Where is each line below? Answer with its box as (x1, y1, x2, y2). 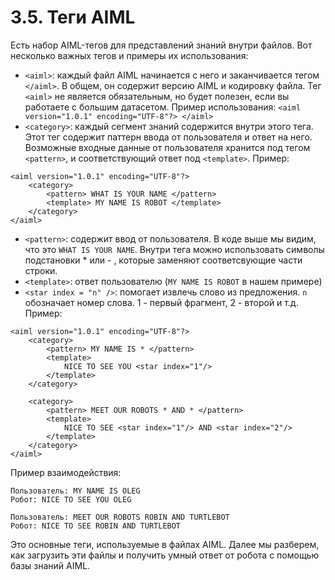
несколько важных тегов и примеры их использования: (10, 49, 249, 61)
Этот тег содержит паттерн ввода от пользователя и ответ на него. (24, 131, 313, 143)
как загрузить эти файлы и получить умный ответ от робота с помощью (10, 549, 320, 561)
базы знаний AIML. (10, 559, 91, 571)
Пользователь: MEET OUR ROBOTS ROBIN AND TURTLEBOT (10, 512, 230, 522)
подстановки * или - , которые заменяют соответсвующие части (24, 254, 303, 266)
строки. (24, 264, 58, 276)
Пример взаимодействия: (10, 466, 122, 478)
